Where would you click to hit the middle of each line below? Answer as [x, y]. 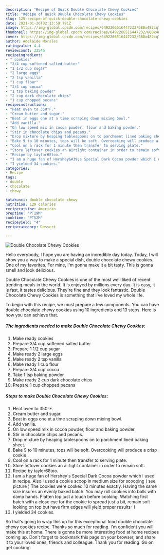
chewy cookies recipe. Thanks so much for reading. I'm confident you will [80, 527]
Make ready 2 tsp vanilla [37, 359]
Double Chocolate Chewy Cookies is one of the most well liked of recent [78, 279]
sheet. [19, 445]
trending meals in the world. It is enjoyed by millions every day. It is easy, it [80, 285]
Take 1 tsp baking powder [38, 375]
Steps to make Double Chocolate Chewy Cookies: [57, 396]
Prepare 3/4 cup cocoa [36, 369]
